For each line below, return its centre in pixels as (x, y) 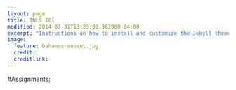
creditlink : (31, 59)
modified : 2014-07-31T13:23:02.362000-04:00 (73, 27)
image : (17, 40)
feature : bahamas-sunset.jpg (56, 46)
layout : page (26, 14)
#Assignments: (29, 79)
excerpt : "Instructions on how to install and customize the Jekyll (110, 33)
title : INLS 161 (31, 20)
